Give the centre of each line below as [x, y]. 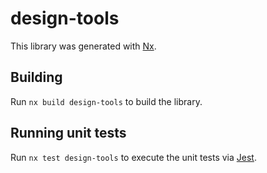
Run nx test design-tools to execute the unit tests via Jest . [133, 157]
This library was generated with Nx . [83, 46]
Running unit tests [68, 133]
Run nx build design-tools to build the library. [106, 101]
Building [36, 77]
